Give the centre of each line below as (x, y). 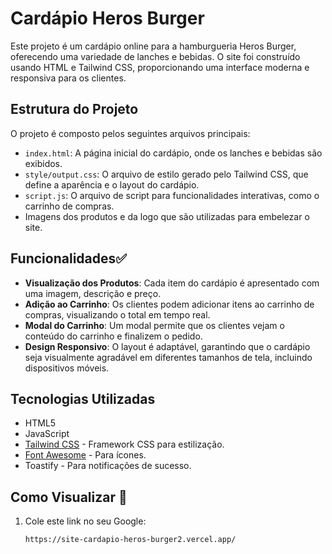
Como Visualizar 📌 (69, 497)
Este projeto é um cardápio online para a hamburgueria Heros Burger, (153, 46)
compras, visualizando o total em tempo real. (117, 314)
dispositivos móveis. (67, 368)
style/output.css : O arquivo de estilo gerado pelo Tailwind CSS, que (166, 174)
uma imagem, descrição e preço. (93, 293)
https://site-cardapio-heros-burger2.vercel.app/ (130, 540)
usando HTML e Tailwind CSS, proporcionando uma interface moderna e (160, 67)
